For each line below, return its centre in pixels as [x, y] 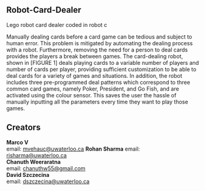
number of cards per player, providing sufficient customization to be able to [102, 69]
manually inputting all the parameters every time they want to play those [97, 102]
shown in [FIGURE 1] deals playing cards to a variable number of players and [103, 62]
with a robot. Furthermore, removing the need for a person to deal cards [97, 50]
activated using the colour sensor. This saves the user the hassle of [91, 95]
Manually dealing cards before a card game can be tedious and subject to [99, 37]
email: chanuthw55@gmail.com [46, 168]
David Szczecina [28, 174]
